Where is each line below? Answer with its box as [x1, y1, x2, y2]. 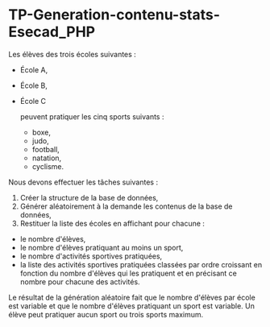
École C [19, 96, 47, 106]
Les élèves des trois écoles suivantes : [8, 49, 137, 59]
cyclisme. [31, 161, 64, 171]
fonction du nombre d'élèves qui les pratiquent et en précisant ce [19, 268, 238, 278]
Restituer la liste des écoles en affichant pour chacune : [19, 218, 206, 228]
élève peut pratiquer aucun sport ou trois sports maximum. [8, 309, 204, 319]
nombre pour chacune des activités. [19, 276, 140, 287]
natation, [31, 153, 62, 163]
